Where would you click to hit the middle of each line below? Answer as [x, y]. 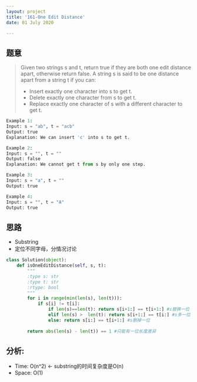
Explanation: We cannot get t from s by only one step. [76, 165]
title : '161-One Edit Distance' [46, 17]
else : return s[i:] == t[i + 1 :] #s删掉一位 [99, 320]
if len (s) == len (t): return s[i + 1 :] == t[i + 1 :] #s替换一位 [119, 310]
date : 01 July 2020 [30, 22]
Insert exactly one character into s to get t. [81, 91]
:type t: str [43, 282]
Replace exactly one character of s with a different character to [106, 104]
